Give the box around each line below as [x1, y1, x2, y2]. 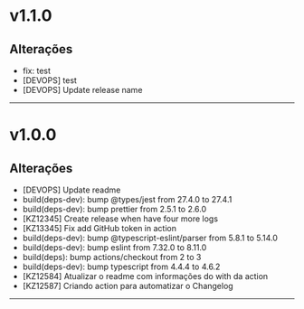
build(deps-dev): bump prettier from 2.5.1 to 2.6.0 [22, 204, 207, 214]
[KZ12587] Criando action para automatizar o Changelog [22, 281, 233, 291]
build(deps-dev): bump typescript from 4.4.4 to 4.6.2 [22, 261, 221, 272]
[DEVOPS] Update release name [22, 85, 143, 95]
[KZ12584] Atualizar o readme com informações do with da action [22, 271, 269, 281]
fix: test [22, 65, 52, 76]
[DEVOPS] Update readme [22, 184, 121, 195]
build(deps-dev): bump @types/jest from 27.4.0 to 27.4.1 [22, 194, 233, 204]
